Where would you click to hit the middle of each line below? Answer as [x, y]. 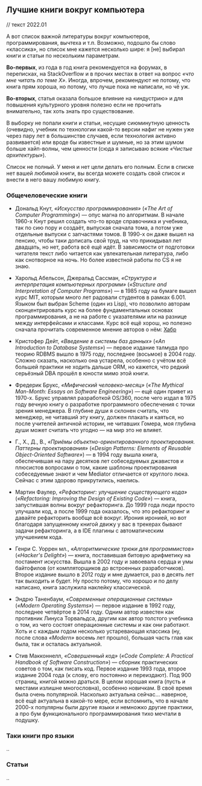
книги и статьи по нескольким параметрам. [63, 55]
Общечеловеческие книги [47, 195]
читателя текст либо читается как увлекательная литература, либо [102, 254]
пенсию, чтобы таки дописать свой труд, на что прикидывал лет [98, 241]
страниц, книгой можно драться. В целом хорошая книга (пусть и [100, 682]
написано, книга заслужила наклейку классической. [83, 588]
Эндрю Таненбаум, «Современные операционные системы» [94, 599]
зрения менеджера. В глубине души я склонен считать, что [92, 411]
